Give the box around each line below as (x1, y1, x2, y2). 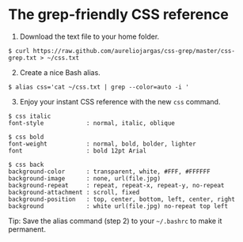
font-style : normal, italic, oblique (8, 119, 176, 127)
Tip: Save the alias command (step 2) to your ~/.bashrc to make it (8, 216, 222, 225)
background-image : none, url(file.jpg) (8, 174, 161, 183)
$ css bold (8, 133, 44, 141)
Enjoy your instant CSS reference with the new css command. (19, 96, 221, 106)
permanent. (8, 224, 46, 234)
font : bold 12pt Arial (8, 146, 147, 155)
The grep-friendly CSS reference (8, 6, 230, 24)
